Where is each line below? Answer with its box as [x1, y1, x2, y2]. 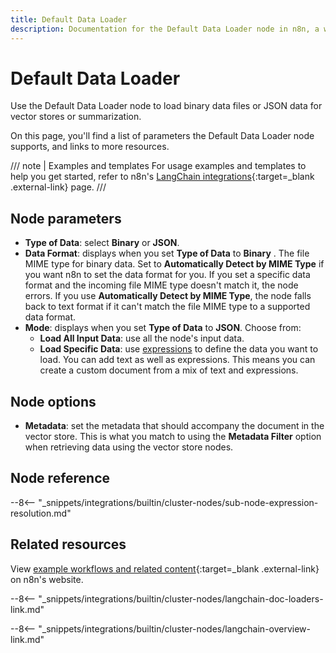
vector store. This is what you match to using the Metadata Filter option [24, 431, 322, 443]
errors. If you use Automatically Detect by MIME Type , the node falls [24, 290, 312, 302]
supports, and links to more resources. [10, 141, 170, 153]
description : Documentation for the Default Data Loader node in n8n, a [10, 24, 320, 34]
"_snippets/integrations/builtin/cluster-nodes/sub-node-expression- [38, 496, 319, 508]
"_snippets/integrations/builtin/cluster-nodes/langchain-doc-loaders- [38, 592, 324, 605]
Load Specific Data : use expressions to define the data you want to [39, 343, 319, 355]
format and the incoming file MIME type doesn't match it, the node [24, 279, 299, 291]
